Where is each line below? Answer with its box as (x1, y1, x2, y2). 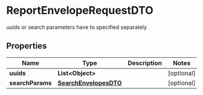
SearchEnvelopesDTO (57, 79, 122, 87)
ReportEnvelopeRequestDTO (6, 4, 154, 17)
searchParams (9, 79, 53, 87)
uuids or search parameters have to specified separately (6, 23, 147, 31)
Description (127, 58, 162, 67)
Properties (6, 41, 47, 51)
